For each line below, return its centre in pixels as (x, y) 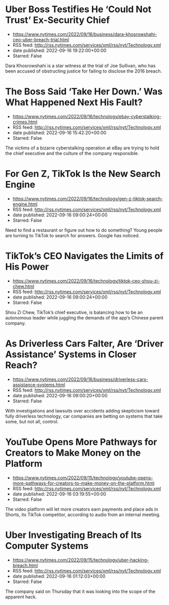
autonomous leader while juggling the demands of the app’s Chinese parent (84, 317)
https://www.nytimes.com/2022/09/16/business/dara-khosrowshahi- (85, 34)
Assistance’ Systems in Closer (71, 354)
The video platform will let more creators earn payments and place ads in (82, 509)
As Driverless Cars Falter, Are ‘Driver (84, 343)
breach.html (25, 565)
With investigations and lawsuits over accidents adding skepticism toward (82, 410)
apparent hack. (21, 597)
